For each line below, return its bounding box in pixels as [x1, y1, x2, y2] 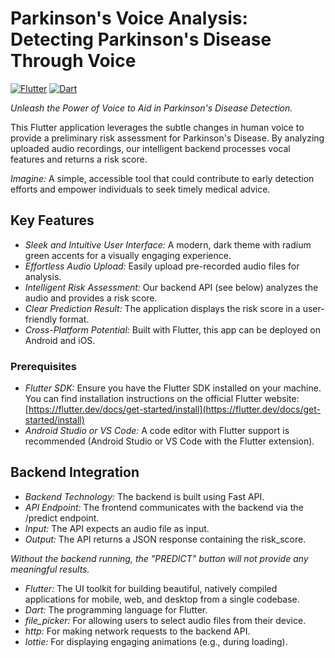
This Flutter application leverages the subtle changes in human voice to [10, 121, 305, 133]
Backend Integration [10, 464, 140, 481]
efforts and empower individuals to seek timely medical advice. [10, 183, 271, 195]
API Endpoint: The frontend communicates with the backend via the [24, 501, 304, 513]
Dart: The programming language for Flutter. [24, 603, 208, 616]
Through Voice [10, 50, 137, 72]
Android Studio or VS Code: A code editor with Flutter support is [24, 425, 290, 437]
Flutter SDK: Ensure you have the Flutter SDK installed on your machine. [24, 382, 322, 394]
